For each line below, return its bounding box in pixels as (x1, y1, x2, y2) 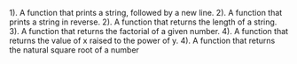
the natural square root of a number (9, 45, 140, 55)
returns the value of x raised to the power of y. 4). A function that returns (9, 35, 276, 46)
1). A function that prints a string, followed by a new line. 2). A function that (9, 8, 283, 18)
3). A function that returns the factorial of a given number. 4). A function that (9, 26, 289, 36)
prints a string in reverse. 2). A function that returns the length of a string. (9, 17, 277, 27)
